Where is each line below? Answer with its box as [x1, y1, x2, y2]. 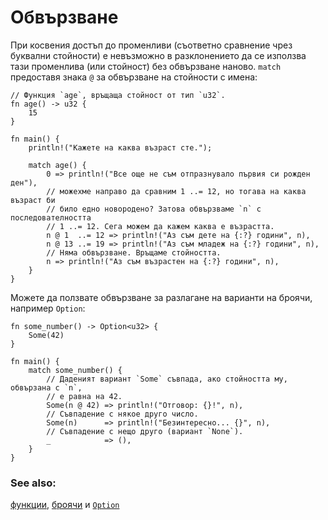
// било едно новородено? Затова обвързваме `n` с [46, 204, 262, 214]
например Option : [10, 302, 86, 314]
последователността [10, 212, 92, 223]
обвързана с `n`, [10, 382, 83, 393]
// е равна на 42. [46, 391, 123, 401]
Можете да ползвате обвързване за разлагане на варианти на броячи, [10, 291, 313, 303]
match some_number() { [28, 365, 123, 375]
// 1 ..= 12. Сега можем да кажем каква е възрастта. [46, 221, 275, 231]
